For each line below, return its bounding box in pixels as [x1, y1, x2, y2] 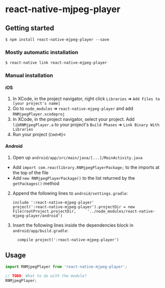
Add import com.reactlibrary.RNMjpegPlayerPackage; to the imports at [12, 164, 160, 170]
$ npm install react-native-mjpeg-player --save [5, 37, 109, 42]
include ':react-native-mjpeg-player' [12, 200, 94, 205]
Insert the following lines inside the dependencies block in [12, 222, 134, 228]
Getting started [5, 24, 54, 32]
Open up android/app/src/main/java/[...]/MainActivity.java [12, 154, 143, 160]
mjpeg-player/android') [12, 213, 63, 218]
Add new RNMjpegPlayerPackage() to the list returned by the [12, 175, 135, 181]
